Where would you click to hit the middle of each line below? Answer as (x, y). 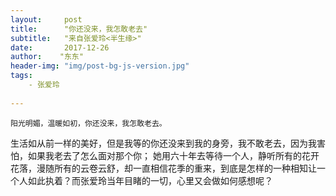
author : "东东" (47, 57)
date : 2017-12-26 (60, 47)
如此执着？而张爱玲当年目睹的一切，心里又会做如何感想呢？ (150, 180)
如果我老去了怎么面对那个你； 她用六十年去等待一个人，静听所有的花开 (173, 155)
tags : (21, 76)
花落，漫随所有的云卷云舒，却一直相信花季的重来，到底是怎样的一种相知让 (163, 168)
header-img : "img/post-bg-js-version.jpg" (100, 66)
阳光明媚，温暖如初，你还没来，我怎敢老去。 (88, 123)
